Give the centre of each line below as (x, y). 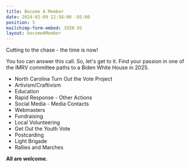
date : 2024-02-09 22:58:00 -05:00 (48, 17)
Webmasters (30, 110)
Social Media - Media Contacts (52, 104)
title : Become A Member (35, 11)
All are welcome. (27, 159)
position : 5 (20, 22)
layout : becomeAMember (34, 33)
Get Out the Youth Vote (42, 129)
